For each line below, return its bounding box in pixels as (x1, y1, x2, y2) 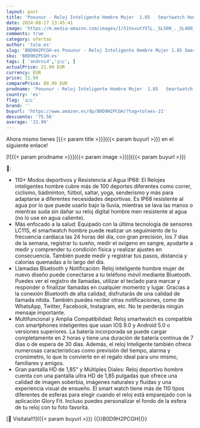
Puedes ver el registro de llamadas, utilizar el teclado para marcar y (14, 278, 180, 285)
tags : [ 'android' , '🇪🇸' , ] (6, 58, 76, 64)
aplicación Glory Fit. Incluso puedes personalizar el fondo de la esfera (14, 398, 187, 405)
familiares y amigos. (14, 360, 64, 367)
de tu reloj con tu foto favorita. (14, 404, 89, 411)
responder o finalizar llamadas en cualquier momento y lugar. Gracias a (14, 284, 190, 291)
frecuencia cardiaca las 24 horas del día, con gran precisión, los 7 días (14, 233, 189, 241)
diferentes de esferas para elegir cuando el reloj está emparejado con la (14, 391, 192, 398)
